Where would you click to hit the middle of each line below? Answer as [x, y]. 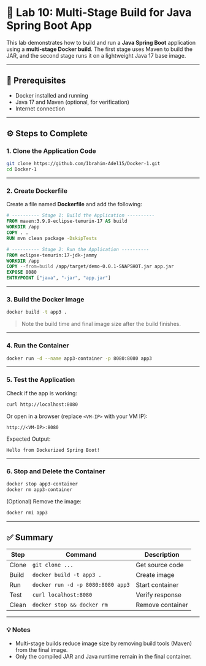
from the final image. [41, 649]
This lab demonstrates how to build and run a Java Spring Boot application [101, 42]
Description [162, 555]
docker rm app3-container [39, 490]
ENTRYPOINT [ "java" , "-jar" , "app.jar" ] [59, 278]
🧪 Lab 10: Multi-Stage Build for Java [99, 13]
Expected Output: [29, 439]
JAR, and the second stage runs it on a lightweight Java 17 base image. [96, 55]
